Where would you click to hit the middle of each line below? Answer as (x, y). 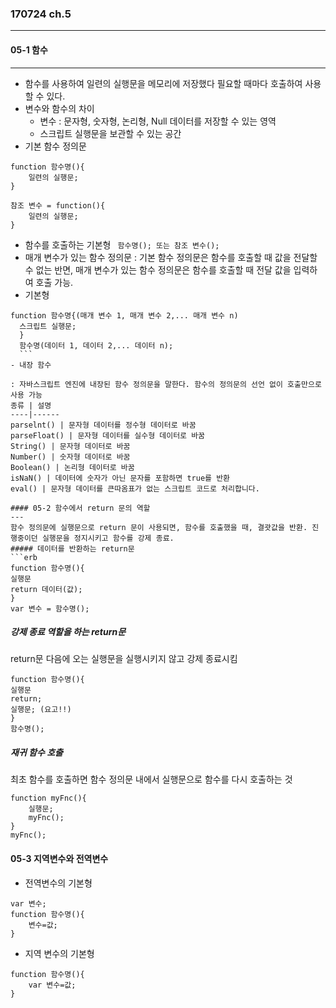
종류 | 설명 (31, 405)
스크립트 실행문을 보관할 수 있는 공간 (110, 133)
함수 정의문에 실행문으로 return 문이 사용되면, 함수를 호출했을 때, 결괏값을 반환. (159, 527)
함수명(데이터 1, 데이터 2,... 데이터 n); (96, 345)
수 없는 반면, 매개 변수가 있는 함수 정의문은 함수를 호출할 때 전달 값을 (158, 269)
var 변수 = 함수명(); (50, 608)
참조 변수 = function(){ (58, 205)
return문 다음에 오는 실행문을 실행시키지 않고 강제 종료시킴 (124, 659)
